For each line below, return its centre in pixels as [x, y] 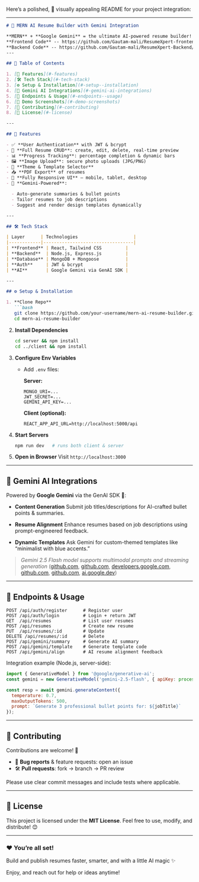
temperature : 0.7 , [34, 695]
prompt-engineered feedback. [52, 531]
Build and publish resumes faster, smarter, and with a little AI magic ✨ [91, 861]
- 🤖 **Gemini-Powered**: [37, 184]
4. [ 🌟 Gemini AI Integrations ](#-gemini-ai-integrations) [79, 91]
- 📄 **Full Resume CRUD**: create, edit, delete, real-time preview [92, 150]
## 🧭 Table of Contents [36, 63]
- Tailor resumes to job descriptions [60, 199]
